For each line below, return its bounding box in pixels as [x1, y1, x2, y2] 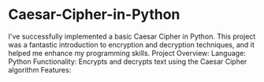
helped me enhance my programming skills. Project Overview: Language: [8, 48, 246, 58]
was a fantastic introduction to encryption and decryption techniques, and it [8, 39, 255, 49]
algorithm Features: [8, 65, 72, 74]
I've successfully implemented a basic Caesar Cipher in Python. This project [8, 32, 256, 41]
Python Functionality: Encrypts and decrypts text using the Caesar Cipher [8, 57, 247, 66]
